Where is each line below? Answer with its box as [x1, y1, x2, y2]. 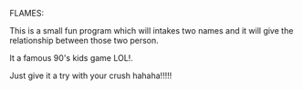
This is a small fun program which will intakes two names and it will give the [9, 25, 294, 35]
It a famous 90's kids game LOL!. [9, 53, 134, 63]
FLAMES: [9, 8, 44, 18]
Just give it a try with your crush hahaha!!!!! [9, 70, 172, 81]
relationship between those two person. [9, 35, 160, 45]
